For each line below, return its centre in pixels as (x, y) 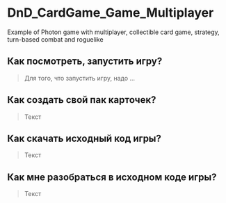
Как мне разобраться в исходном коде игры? (112, 177)
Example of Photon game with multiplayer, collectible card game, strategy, (114, 32)
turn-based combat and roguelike (55, 39)
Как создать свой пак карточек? (82, 100)
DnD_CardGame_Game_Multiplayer (111, 13)
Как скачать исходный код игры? (84, 138)
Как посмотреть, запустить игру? (85, 62)
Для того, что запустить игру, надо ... (80, 78)
